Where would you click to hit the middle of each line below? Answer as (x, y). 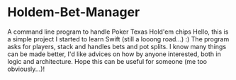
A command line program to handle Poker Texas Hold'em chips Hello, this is (118, 32)
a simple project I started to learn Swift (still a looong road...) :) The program (118, 39)
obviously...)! (26, 69)
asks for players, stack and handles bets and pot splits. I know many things (117, 46)
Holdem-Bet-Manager (74, 12)
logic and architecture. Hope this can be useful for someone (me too (107, 61)
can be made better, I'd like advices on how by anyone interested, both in (114, 54)
